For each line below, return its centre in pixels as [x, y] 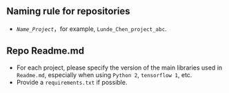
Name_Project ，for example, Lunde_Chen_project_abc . [91, 29]
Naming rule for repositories [68, 11]
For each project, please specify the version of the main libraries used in [119, 68]
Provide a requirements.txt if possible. [72, 82]
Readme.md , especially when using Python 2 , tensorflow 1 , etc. [104, 74]
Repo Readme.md [45, 51]
